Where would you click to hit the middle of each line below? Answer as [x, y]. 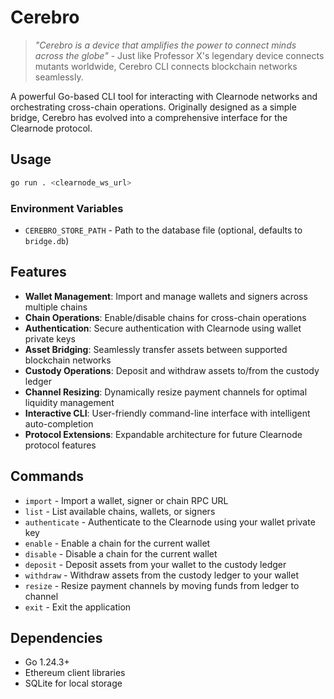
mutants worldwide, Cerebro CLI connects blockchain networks [166, 66]
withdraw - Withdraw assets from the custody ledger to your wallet [162, 575]
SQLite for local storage [73, 683]
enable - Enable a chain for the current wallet [117, 543]
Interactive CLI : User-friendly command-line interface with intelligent [167, 413]
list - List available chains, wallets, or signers [120, 511]
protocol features [60, 445]
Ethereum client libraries [75, 673]
